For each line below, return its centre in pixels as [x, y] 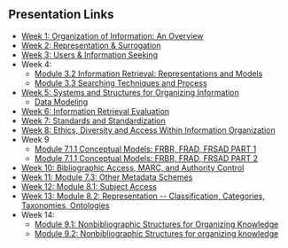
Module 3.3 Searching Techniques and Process [121, 82]
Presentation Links [61, 15]
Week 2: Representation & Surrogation [91, 45]
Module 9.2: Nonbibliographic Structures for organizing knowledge [156, 233]
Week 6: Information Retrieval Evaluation [95, 111]
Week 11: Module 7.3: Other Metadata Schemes [107, 177]
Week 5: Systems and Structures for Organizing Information [130, 92]
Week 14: [38, 214]
